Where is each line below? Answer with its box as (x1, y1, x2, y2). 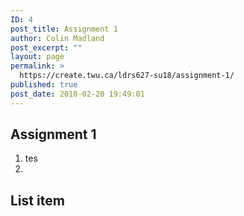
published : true (10, 80, 78, 90)
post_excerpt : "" (10, 42, 83, 53)
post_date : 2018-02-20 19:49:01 (10, 89, 145, 99)
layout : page (10, 52, 65, 62)
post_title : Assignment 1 (10, 24, 118, 34)
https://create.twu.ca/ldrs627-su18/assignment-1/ (19, 71, 235, 81)
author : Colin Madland (10, 33, 105, 43)
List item (10, 192, 65, 209)
